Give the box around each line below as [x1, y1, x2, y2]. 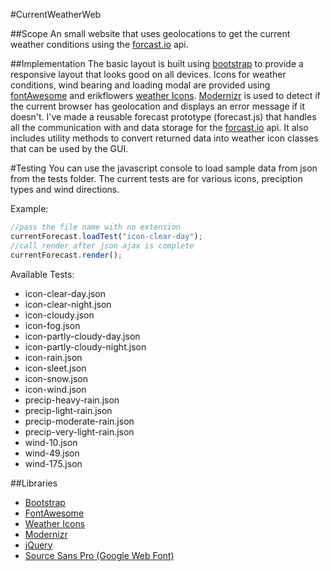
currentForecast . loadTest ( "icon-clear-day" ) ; [10, 231, 203, 241]
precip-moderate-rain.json [24, 415, 135, 427]
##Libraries [10, 477, 58, 489]
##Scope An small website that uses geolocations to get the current [10, 28, 291, 39]
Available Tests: [10, 268, 75, 280]
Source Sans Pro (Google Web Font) [24, 549, 175, 561]
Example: [10, 203, 49, 214]
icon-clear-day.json [24, 287, 106, 299]
